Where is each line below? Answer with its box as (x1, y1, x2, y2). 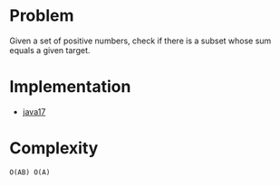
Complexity (9, 138, 99, 159)
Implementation (9, 77, 131, 97)
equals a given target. (9, 44, 91, 55)
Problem (9, 5, 74, 26)
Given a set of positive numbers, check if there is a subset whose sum (9, 35, 272, 46)
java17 (22, 106, 46, 117)
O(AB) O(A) (9, 168, 51, 177)
